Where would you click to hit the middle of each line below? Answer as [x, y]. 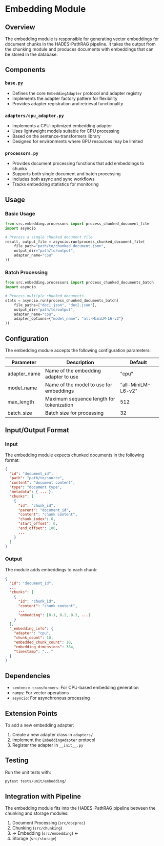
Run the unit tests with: [28, 772]
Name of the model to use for [79, 384]
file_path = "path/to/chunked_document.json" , [60, 246]
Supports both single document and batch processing [66, 174]
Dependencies [28, 676]
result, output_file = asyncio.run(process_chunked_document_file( [75, 242]
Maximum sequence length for [80, 399]
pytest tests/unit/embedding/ [36, 781]
